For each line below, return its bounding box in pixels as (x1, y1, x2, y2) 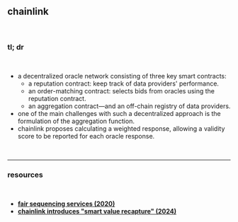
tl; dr (7, 42, 24, 52)
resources (7, 170, 44, 180)
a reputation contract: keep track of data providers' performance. (28, 79, 220, 88)
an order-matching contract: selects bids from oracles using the (28, 87, 215, 95)
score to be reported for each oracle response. (17, 132, 155, 141)
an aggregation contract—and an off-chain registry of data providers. (28, 102, 231, 110)
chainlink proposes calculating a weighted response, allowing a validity (17, 124, 225, 133)
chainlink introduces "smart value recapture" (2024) (17, 207, 177, 216)
